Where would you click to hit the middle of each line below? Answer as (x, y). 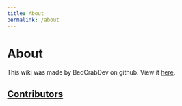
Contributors (35, 94)
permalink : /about (33, 20)
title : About (26, 13)
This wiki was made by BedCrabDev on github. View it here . (91, 72)
